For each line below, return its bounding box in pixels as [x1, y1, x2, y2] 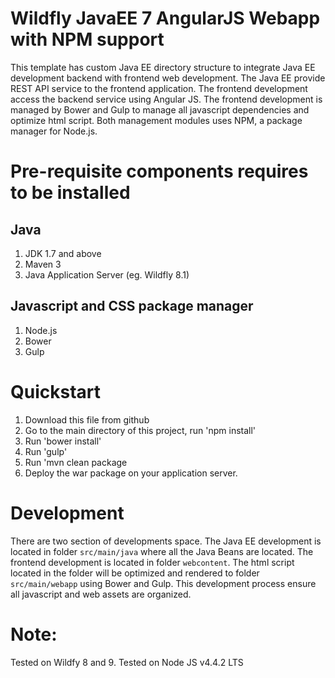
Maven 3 [24, 258, 62, 270]
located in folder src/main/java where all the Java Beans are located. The [10, 545, 314, 557]
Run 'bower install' [24, 435, 102, 447]
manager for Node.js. [10, 125, 98, 137]
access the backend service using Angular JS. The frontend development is [10, 93, 323, 105]
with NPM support [10, 28, 165, 51]
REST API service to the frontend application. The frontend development [10, 82, 308, 94]
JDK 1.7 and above [24, 247, 102, 259]
